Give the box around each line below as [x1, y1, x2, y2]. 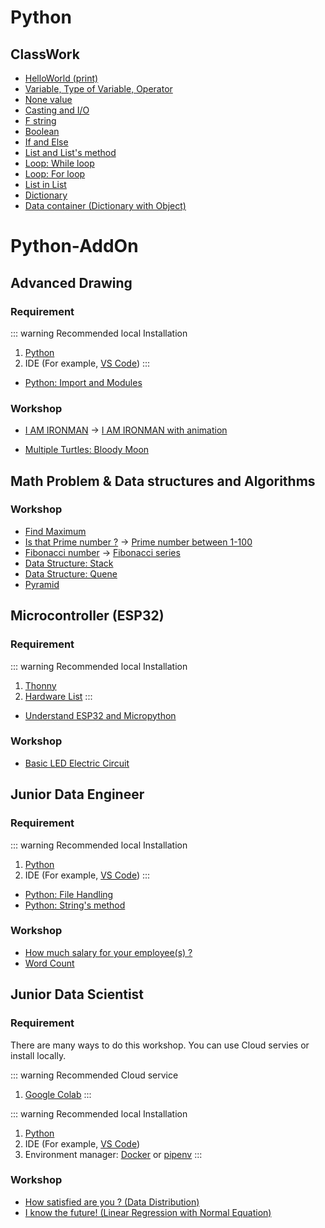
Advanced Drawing [10, 274, 133, 291]
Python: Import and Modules [24, 376, 143, 388]
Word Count [24, 957, 75, 969]
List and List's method [24, 147, 117, 158]
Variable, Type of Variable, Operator [24, 83, 173, 95]
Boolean [24, 126, 60, 137]
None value [24, 94, 73, 105]
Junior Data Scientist [10, 986, 145, 1003]
